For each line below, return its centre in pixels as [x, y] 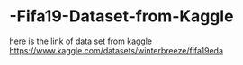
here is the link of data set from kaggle [81, 41]
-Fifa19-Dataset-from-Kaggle [121, 16]
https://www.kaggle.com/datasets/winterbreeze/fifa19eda [116, 50]
